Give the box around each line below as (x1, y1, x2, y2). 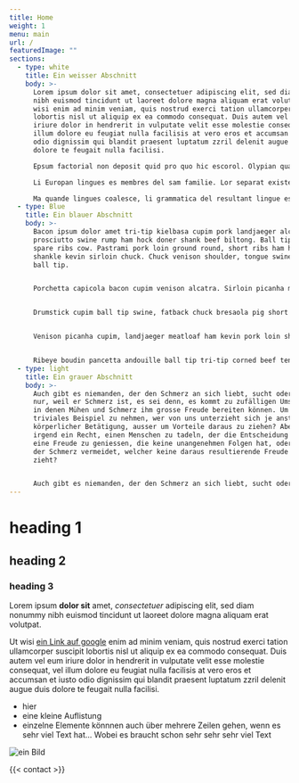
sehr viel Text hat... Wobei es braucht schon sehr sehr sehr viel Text (21, 729, 271, 740)
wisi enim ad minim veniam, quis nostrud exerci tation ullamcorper (32, 104, 293, 113)
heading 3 (9, 580, 54, 592)
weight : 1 (9, 21, 46, 30)
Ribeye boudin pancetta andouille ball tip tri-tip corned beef (32, 356, 277, 365)
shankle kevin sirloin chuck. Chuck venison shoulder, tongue (32, 251, 269, 261)
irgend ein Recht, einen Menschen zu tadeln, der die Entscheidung (32, 430, 289, 440)
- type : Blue (17, 202, 66, 211)
